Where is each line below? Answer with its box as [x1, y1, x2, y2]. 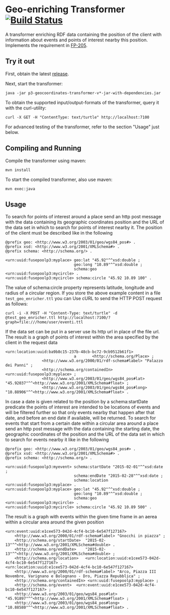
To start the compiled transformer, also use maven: [5, 176, 113, 183]
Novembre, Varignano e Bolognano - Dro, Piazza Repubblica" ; [5, 574, 140, 579]
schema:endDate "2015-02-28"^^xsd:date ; [74, 473, 163, 479]
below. [5, 129, 19, 135]
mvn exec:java [5, 186, 36, 191]
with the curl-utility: [5, 105, 46, 111]
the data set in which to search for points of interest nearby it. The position [5, 224, 162, 231]
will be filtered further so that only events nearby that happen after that [5, 409, 155, 416]
